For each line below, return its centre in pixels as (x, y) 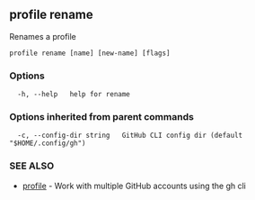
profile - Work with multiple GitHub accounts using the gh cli (134, 186)
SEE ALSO (32, 166)
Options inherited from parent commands (102, 117)
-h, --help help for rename (74, 95)
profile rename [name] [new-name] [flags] (90, 53)
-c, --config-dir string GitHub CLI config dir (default (130, 136)
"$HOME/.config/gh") (48, 143)
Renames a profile (43, 36)
